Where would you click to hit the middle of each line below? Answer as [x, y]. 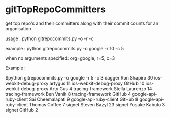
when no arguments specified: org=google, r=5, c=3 [60, 58]
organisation [18, 28]
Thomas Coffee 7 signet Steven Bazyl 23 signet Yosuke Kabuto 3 [97, 104]
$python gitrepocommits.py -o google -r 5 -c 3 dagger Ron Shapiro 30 [79, 77]
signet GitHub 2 [22, 110]
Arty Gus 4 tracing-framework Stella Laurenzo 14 [101, 88]
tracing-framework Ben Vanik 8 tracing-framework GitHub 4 [68, 94]
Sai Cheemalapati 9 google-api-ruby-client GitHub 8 [84, 99]
